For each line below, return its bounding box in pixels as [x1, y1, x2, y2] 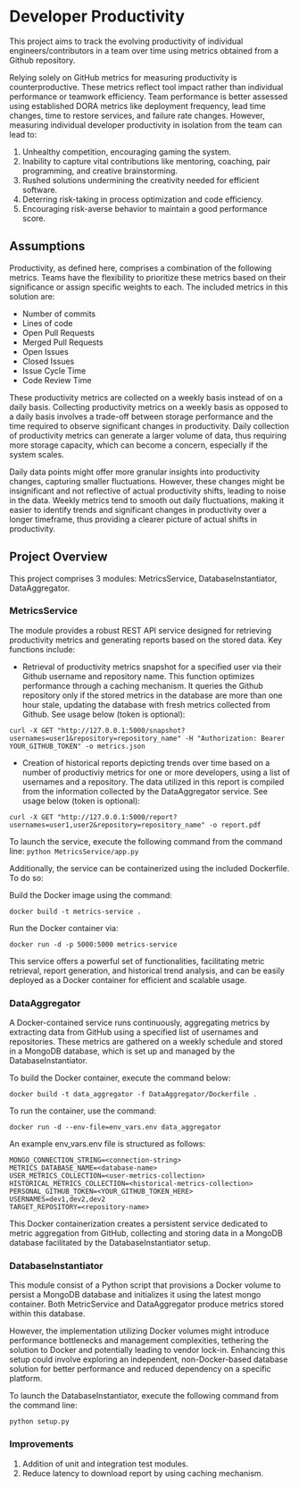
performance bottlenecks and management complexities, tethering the [9, 1335, 270, 1346]
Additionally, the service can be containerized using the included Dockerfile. [9, 862, 290, 873]
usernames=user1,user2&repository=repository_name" [9, 820, 205, 829]
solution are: [9, 290, 55, 301]
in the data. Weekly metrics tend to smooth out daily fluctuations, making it [9, 494, 285, 506]
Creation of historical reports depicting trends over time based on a [21, 757, 270, 768]
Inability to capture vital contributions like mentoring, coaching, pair [21, 155, 270, 166]
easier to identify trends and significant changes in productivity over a [9, 504, 268, 515]
